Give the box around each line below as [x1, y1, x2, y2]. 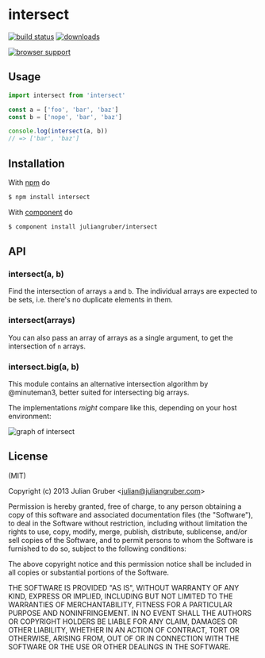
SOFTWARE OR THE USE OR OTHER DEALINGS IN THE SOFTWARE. [8, 641, 231, 652]
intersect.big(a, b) [8, 361, 79, 372]
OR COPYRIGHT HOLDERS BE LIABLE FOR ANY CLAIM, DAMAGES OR [8, 617, 238, 626]
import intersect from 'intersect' [8, 91, 126, 99]
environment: [8, 411, 52, 421]
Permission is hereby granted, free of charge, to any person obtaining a [8, 502, 242, 511]
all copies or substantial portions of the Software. [8, 568, 169, 577]
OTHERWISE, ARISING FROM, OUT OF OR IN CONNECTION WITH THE [8, 633, 240, 643]
